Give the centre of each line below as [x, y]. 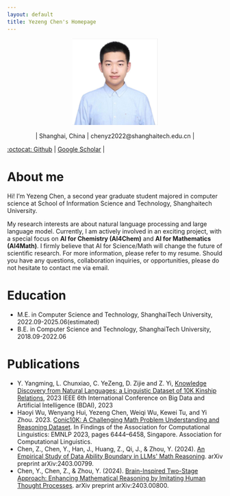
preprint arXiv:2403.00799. [55, 463]
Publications [43, 364]
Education [37, 295]
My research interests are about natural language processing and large [107, 224]
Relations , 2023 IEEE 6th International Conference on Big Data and [111, 398]
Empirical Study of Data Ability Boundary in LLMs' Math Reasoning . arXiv [120, 456]
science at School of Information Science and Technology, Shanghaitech [110, 203]
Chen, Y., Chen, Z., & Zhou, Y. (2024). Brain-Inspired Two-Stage [107, 471]
